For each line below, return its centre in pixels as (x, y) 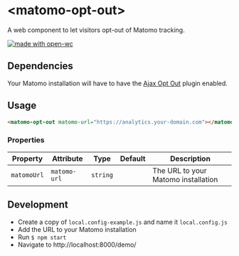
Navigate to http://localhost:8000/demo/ (77, 245)
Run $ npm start (42, 237)
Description (190, 159)
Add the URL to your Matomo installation (77, 229)
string (102, 175)
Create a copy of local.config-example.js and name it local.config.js (122, 222)
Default (133, 159)
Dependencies (40, 66)
